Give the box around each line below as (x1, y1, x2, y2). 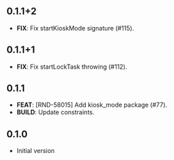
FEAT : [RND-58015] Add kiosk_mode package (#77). (16, 100, 168, 109)
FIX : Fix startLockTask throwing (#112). (16, 62, 128, 71)
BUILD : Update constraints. (16, 108, 95, 116)
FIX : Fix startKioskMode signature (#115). (16, 24, 134, 32)
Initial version (16, 147, 55, 155)
